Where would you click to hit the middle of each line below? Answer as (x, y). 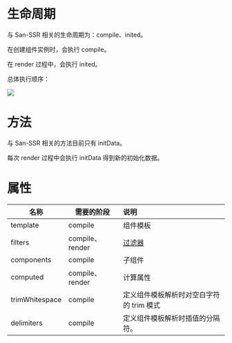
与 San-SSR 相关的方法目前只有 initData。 (67, 143)
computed (27, 276)
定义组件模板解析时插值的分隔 (172, 318)
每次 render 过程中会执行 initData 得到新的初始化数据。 (85, 157)
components (31, 259)
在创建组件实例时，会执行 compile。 (59, 49)
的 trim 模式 (142, 305)
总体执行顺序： (28, 79)
